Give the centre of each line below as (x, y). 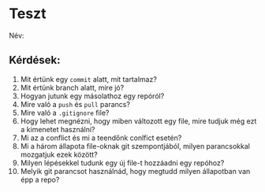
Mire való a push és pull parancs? (75, 104)
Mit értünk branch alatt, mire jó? (72, 87)
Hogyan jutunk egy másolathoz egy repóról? (92, 96)
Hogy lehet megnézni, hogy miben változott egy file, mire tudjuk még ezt (138, 121)
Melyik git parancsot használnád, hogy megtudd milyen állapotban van (135, 171)
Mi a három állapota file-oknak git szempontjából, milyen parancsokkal (135, 146)
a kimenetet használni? (58, 129)
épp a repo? (40, 179)
